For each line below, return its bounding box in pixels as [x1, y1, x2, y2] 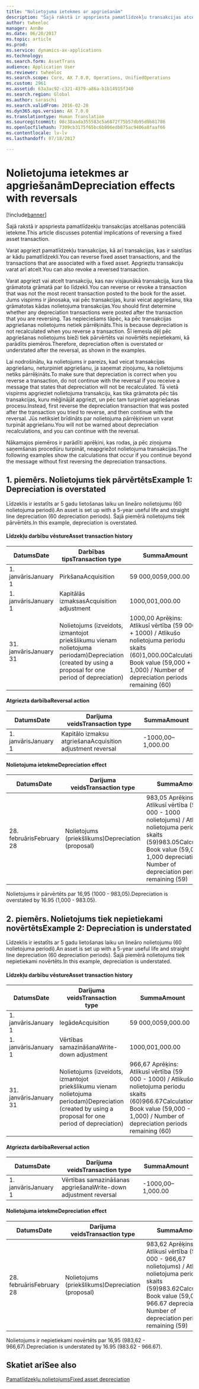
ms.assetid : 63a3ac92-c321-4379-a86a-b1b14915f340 [6, 86, 134, 92]
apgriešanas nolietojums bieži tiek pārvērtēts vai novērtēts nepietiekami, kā [6, 333, 190, 341]
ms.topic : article [6, 36, 52, 42]
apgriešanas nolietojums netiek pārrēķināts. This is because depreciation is [6, 321, 188, 328]
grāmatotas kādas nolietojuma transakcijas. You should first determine [6, 302, 176, 309]
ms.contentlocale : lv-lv [6, 130, 68, 136]
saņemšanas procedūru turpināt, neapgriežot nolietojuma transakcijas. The [6, 445, 188, 452]
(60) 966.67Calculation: [129, 1097, 196, 1105]
